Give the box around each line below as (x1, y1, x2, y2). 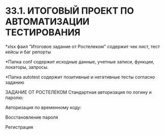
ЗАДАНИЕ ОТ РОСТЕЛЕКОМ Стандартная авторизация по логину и (5, 89, 152, 95)
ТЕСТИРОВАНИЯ (5, 27, 81, 38)
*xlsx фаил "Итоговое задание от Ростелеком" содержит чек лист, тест (5, 43, 160, 49)
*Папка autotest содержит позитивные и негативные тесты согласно (5, 74, 155, 80)
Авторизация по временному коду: (5, 104, 82, 110)
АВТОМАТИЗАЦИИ (5, 16, 90, 27)
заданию (5, 79, 24, 85)
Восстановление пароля (5, 114, 58, 120)
